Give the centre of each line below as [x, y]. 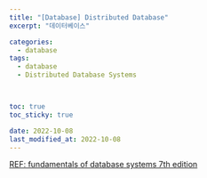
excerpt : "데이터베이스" [50, 26]
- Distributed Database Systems [77, 75]
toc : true [28, 107]
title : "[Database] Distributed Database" [89, 17]
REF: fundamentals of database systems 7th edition [103, 165]
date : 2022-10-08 [41, 131]
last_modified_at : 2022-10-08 [65, 139]
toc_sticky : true [41, 115]
